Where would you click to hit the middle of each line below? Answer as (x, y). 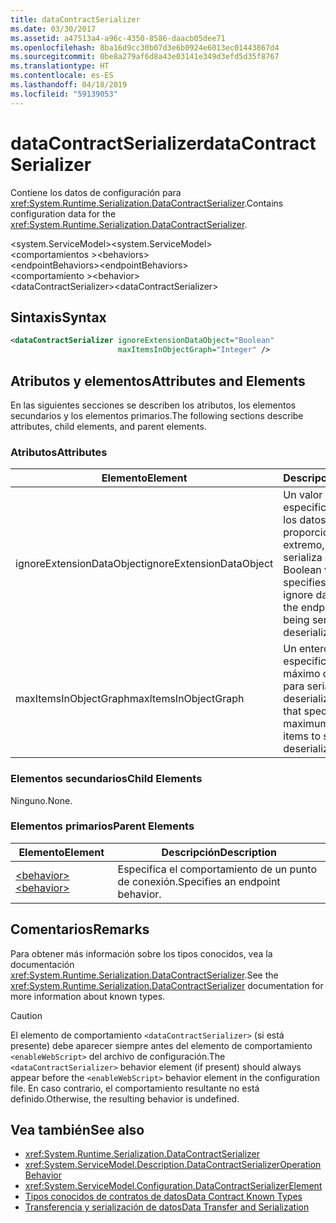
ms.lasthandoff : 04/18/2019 (69, 85)
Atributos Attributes (59, 452)
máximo (302, 674)
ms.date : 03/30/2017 (53, 29)
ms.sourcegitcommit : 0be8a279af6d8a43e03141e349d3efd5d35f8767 (145, 57)
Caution (26, 1015)
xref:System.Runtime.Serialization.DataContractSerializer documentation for (167, 985)
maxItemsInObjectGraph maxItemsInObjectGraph (130, 699)
